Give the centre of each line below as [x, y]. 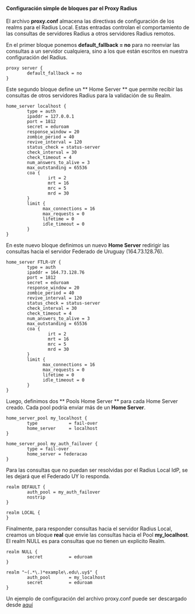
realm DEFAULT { [26, 487]
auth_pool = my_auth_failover [64, 492]
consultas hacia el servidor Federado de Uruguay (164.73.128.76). [85, 251]
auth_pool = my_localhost [67, 578]
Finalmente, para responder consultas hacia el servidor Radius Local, [89, 529]
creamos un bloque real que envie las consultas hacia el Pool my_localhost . [98, 535]
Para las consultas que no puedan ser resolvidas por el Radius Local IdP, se [97, 470]
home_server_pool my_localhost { [47, 418]
